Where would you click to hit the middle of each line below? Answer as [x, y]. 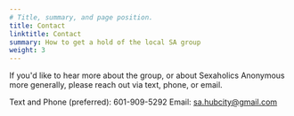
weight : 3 [28, 50]
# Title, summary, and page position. [81, 17]
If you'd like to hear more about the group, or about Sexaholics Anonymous [147, 75]
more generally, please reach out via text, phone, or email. [116, 85]
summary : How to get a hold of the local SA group [105, 42]
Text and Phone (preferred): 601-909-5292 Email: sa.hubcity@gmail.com [143, 102]
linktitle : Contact [45, 34]
